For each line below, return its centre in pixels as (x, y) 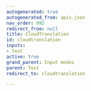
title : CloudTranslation (38, 34)
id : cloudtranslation (34, 40)
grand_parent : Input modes (40, 62)
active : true (23, 57)
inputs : (16, 46)
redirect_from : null (32, 29)
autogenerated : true (32, 12)
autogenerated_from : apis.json (46, 17)
